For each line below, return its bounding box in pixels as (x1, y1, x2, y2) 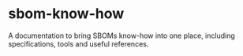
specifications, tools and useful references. (8, 39, 149, 48)
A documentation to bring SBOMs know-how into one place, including (8, 31, 235, 40)
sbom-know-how (8, 5, 125, 23)
